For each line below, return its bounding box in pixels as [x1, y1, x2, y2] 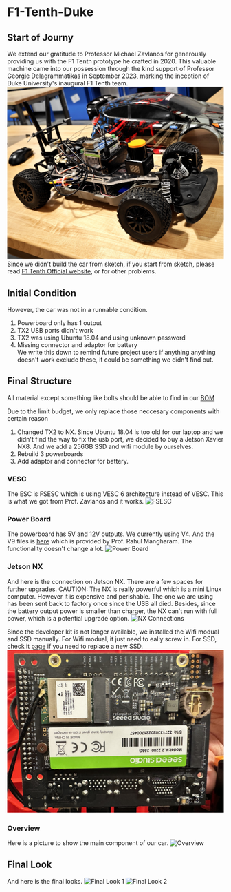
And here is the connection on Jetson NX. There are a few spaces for [7, 577, 203, 585]
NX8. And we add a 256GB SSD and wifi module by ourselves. [16, 442, 194, 450]
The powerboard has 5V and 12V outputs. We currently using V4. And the [7, 530, 215, 538]
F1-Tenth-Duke [7, 4, 94, 20]
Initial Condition [7, 287, 77, 299]
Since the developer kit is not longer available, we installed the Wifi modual [7, 627, 219, 636]
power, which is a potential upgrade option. [7, 614, 130, 622]
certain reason [7, 414, 49, 422]
